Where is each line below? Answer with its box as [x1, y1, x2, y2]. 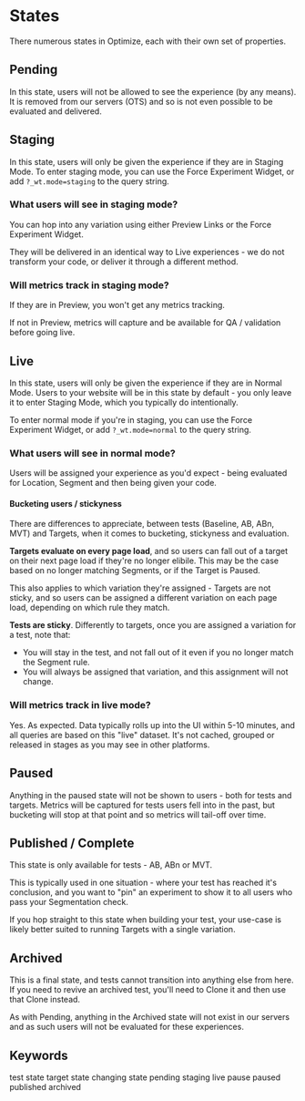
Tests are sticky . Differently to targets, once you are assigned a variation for [9, 620, 297, 631]
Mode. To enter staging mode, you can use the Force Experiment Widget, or [9, 166, 295, 177]
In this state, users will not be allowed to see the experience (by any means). [9, 86, 297, 97]
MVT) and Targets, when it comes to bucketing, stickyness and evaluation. [9, 528, 290, 539]
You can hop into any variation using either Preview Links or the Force [9, 219, 272, 230]
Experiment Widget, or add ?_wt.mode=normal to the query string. [9, 424, 252, 435]
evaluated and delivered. [9, 106, 102, 117]
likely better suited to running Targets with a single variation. [9, 924, 236, 935]
